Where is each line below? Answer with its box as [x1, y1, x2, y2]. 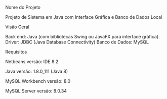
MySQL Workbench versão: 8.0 [5, 78, 71, 84]
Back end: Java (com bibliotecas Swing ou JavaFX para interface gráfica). [5, 34, 160, 39]
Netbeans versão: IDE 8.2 [5, 59, 59, 65]
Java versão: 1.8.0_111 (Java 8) [5, 68, 68, 74]
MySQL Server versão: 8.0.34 [5, 88, 67, 94]
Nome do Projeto [5, 5, 40, 10]
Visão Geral [5, 24, 29, 30]
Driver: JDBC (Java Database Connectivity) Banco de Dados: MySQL [5, 39, 149, 45]
